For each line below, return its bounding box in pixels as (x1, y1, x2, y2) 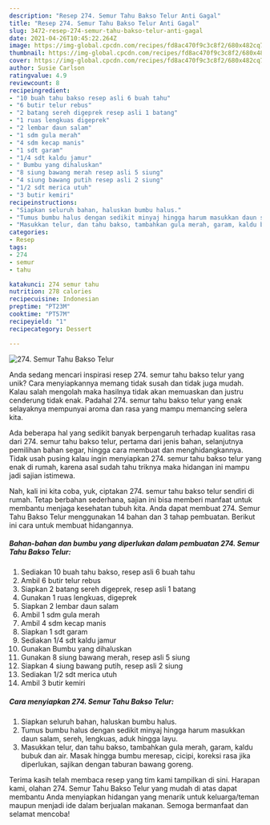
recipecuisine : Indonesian (9, 295, 99, 304)
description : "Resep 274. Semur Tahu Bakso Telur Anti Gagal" (9, 11, 221, 20)
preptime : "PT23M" (9, 303, 71, 311)
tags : (9, 243, 27, 251)
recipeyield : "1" (9, 317, 67, 325)
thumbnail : (9, 49, 46, 57)
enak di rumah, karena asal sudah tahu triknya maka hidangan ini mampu (9, 462, 250, 472)
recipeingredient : (9, 86, 71, 95)
